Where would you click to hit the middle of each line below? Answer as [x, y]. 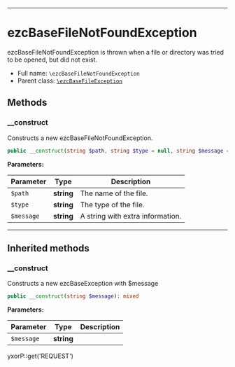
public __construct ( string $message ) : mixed [73, 296]
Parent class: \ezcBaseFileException [70, 81]
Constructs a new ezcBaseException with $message [83, 284]
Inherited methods [48, 248]
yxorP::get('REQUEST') [40, 356]
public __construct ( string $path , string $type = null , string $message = [119, 151]
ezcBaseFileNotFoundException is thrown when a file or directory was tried [116, 52]
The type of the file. [112, 205]
